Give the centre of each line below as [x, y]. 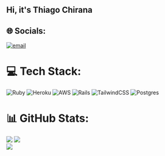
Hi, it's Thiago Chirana [49, 10]
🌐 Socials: [26, 31]
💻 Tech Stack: [44, 71]
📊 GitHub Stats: [48, 118]
